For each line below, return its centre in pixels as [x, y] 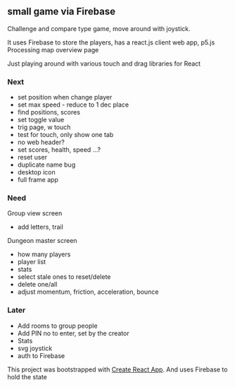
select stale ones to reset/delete [64, 277]
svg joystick [35, 348]
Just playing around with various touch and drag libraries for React [104, 64]
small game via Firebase [62, 12]
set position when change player [65, 97]
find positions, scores [49, 112]
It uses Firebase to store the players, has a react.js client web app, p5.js [111, 42]
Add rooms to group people [57, 326]
